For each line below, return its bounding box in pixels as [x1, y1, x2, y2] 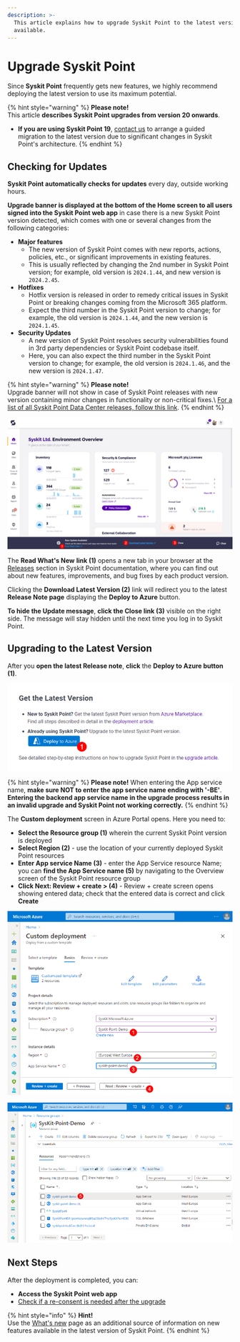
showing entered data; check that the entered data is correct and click [17, 889, 225, 898]
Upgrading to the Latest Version [7, 643, 152, 655]
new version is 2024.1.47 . [28, 366, 104, 375]
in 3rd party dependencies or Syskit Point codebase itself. [28, 344, 199, 353]
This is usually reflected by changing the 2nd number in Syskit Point [28, 261, 229, 269]
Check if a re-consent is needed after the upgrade [17, 1297, 166, 1306]
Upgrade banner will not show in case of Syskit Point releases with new [7, 388, 218, 396]
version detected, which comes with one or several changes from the [7, 216, 212, 225]
